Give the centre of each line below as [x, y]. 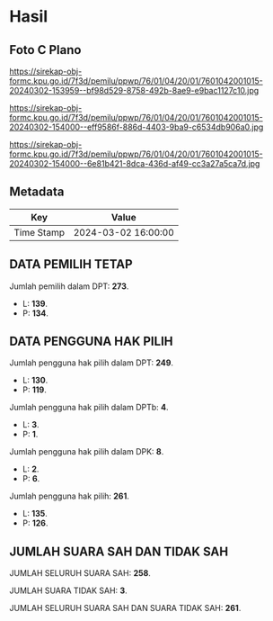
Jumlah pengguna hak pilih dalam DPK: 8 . [87, 452]
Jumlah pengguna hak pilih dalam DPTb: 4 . [89, 408]
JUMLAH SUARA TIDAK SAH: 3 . [68, 590]
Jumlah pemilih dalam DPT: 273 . [69, 286]
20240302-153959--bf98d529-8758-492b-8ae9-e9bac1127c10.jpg [134, 90]
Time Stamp [40, 232]
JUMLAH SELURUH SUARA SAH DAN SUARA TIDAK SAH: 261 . [125, 608]
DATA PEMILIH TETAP [71, 264]
